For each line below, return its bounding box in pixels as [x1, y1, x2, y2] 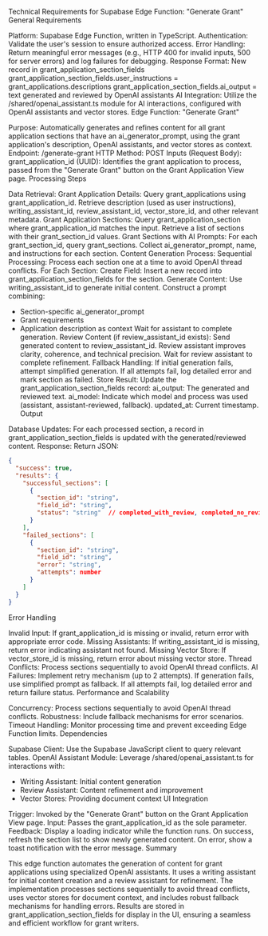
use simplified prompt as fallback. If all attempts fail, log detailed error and [8, 679, 253, 689]
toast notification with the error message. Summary [8, 843, 178, 853]
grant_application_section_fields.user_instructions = [8, 74, 179, 82]
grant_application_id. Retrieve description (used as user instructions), [8, 198, 237, 207]
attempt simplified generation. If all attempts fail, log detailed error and [19, 366, 252, 375]
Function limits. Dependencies [8, 728, 108, 738]
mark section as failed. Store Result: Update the [19, 375, 177, 384]
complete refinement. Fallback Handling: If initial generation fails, [19, 358, 234, 367]
